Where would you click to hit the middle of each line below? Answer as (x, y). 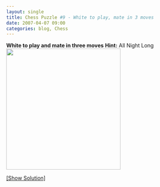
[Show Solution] (26, 178)
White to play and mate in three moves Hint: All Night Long (80, 46)
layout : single (25, 12)
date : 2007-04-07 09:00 (36, 23)
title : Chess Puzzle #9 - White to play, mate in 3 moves (80, 17)
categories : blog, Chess (37, 28)
